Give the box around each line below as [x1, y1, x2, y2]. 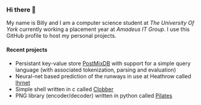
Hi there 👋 [6, 5, 37, 14]
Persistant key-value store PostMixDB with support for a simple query [15, 59, 191, 67]
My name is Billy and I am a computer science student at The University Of [6, 19, 194, 27]
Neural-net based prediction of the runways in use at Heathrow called [15, 72, 191, 80]
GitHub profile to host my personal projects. [6, 32, 117, 39]
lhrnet [15, 79, 31, 86]
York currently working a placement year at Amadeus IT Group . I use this [6, 25, 190, 33]
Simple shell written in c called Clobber [15, 85, 114, 93]
